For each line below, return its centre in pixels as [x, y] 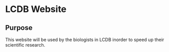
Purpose [19, 28]
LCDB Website [36, 9]
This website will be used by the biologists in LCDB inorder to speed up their [85, 39]
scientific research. [25, 45]
